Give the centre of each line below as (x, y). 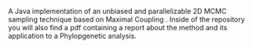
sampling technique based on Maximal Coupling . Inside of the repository (126, 19)
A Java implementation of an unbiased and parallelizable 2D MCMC (117, 11)
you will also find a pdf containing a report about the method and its (118, 27)
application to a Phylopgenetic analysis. (72, 36)
